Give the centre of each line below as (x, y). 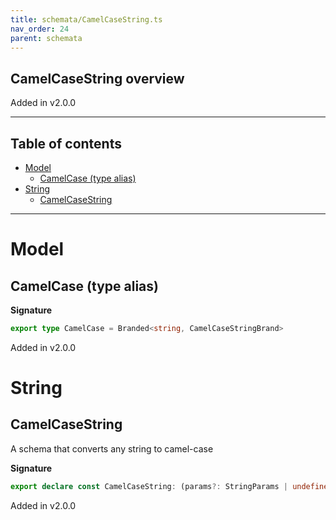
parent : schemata (46, 38)
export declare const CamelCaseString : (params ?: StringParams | (149, 486)
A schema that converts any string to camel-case (112, 448)
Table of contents (66, 143)
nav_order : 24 (40, 29)
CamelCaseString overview (97, 78)
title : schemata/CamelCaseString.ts (86, 19)
